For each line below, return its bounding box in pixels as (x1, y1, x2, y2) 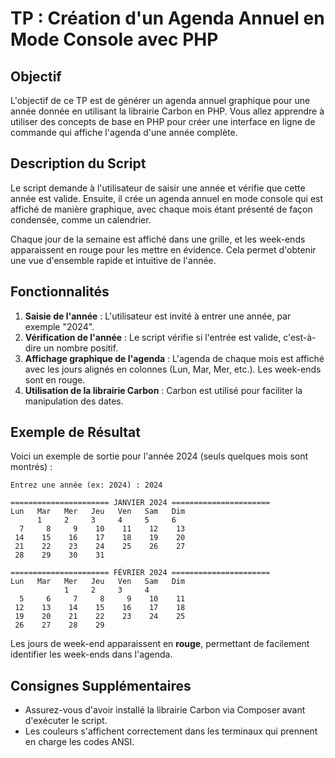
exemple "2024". (24, 320, 95, 332)
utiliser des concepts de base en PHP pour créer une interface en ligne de (10, 116, 316, 127)
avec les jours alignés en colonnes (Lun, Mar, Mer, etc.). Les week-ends (24, 363, 322, 375)
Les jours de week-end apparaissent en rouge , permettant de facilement (10, 638, 310, 650)
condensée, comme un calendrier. (10, 213, 152, 226)
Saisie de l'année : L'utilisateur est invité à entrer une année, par (24, 310, 292, 322)
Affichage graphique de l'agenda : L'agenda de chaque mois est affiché (24, 352, 325, 364)
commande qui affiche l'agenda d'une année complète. (10, 127, 238, 138)
